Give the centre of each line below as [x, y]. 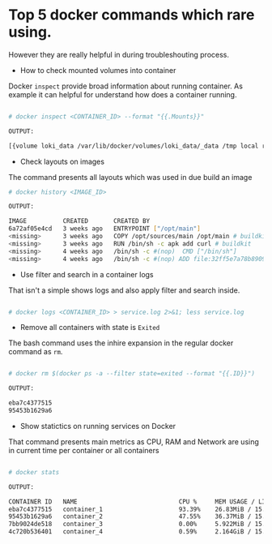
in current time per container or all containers [84, 450]
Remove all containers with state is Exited [90, 328]
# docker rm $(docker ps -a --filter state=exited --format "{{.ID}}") [132, 374]
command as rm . [36, 352]
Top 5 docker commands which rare [132, 15]
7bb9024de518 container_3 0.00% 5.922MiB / [130, 525]
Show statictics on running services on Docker [98, 426]
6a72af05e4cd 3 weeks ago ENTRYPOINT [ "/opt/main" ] [104, 229]
